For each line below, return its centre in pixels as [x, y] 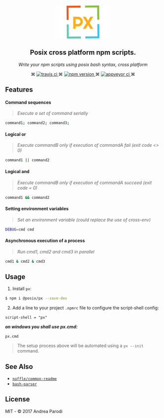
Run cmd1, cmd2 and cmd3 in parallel [56, 251]
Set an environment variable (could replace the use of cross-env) [84, 220]
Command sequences [28, 102]
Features [19, 90]
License [18, 399]
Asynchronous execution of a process [45, 240]
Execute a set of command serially [53, 113]
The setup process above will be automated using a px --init [80, 346]
